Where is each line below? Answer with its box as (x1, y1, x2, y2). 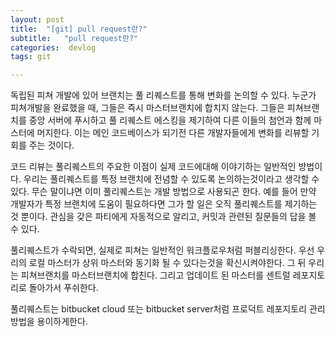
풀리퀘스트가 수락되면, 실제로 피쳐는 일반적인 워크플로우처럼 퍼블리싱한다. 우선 (10, 244, 315, 256)
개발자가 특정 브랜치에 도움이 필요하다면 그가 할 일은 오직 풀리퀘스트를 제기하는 (10, 198, 318, 210)
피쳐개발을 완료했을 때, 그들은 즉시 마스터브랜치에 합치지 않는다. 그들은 (10, 102, 285, 114)
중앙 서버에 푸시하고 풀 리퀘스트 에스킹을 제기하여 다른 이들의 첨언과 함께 (28, 114, 312, 126)
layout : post (10, 14, 65, 25)
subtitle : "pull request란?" (10, 33, 139, 43)
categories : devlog (10, 42, 97, 53)
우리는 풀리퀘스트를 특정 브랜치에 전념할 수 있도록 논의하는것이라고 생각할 (23, 173, 310, 185)
